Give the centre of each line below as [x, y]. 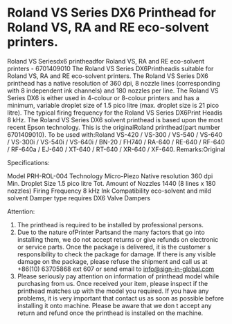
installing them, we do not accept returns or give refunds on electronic [118, 239]
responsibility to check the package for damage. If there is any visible [116, 254]
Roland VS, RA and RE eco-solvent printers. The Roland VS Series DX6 [108, 76]
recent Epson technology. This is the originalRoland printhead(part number [114, 127]
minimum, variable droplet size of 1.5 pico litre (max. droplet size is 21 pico [113, 105]
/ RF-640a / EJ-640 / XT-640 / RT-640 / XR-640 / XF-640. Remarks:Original [116, 149]
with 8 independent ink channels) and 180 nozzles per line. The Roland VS [113, 90]
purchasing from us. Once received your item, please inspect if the [113, 283]
